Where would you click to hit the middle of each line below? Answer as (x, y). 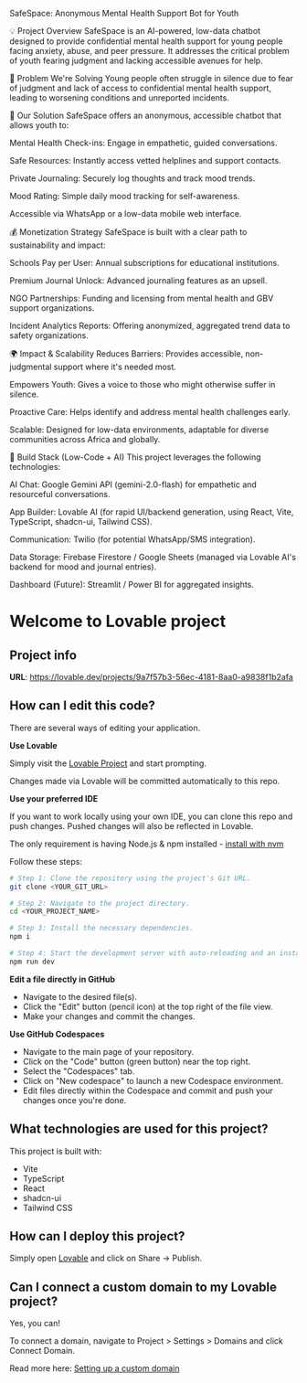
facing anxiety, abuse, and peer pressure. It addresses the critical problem (149, 51)
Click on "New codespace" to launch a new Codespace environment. (153, 1080)
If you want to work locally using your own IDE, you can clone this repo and (151, 816)
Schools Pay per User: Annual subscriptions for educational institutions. (145, 263)
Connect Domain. (42, 1351)
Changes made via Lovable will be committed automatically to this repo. (145, 781)
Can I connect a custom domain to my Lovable (143, 1287)
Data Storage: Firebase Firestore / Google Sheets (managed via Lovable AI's (153, 557)
